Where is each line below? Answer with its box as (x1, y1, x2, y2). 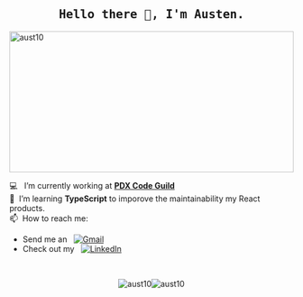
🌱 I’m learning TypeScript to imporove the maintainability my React (9, 193, 261, 204)
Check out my (22, 243, 75, 254)
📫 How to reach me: (9, 212, 88, 224)
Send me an (22, 234, 68, 245)
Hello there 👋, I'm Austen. (58, 7, 245, 22)
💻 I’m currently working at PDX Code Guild (9, 180, 176, 190)
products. (9, 202, 45, 213)
